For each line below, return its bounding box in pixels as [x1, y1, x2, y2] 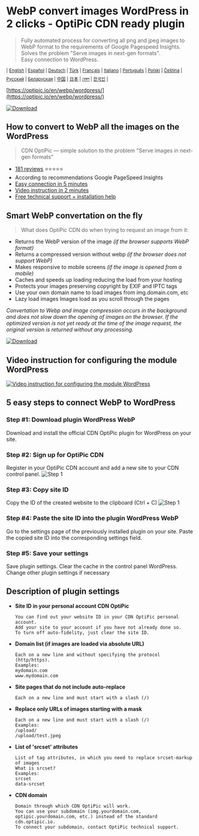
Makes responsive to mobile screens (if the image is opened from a [14, 264, 182, 271]
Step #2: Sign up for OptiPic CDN [6, 451, 104, 459]
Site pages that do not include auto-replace [14, 683, 126, 690]
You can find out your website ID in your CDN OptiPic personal [14, 614, 179, 620]
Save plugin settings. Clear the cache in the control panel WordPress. [6, 562, 178, 570]
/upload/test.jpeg [14, 732, 61, 738]
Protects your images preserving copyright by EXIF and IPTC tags [14, 283, 177, 290]
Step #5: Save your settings [6, 549, 89, 557]
